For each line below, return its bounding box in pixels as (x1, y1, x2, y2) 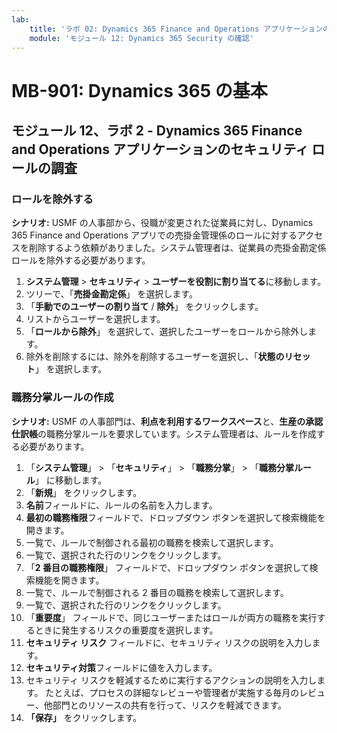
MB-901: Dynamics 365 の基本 (11, 79, 268, 102)
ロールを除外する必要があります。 (11, 254, 151, 266)
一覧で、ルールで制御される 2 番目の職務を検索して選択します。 (25, 586, 289, 598)
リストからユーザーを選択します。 (25, 313, 166, 325)
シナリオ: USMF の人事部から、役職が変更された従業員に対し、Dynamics (11, 217, 314, 229)
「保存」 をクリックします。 (25, 711, 143, 723)
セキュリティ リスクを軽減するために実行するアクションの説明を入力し (25, 674, 318, 686)
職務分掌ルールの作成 (11, 391, 114, 405)
